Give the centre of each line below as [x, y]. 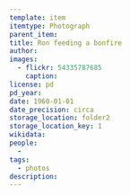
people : [24, 143]
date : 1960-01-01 [42, 101]
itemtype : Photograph [50, 26]
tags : [19, 160]
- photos [34, 168]
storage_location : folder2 [60, 118]
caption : [42, 76]
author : [24, 51]
